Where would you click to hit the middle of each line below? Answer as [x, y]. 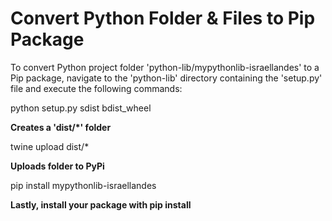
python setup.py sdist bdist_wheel [81, 108]
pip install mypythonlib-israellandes [83, 185]
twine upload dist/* [50, 146]
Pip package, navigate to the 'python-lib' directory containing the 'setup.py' [166, 78]
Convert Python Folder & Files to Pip [163, 18]
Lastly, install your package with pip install [101, 204]
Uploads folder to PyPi [57, 166]
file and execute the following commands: [96, 88]
